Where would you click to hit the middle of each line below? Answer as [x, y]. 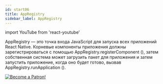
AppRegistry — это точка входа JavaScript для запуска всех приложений [81, 42]
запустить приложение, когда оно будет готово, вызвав [63, 62]
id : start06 [17, 9]
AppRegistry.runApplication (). [35, 67]
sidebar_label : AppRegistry [34, 18]
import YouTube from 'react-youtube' [42, 33]
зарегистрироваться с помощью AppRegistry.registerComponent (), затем [82, 52]
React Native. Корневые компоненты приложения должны [66, 47]
